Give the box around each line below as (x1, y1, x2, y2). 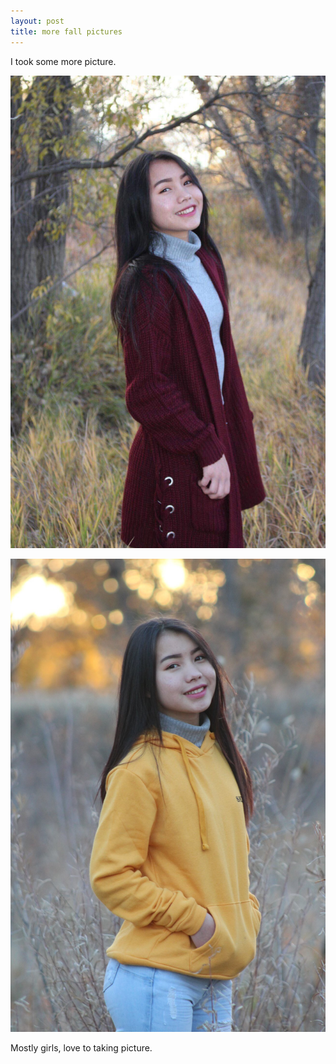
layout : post (10, 16, 65, 26)
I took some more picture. (10, 55, 117, 67)
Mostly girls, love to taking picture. (10, 1041, 153, 1054)
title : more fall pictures (10, 26, 123, 37)
